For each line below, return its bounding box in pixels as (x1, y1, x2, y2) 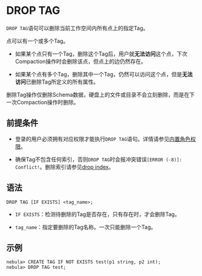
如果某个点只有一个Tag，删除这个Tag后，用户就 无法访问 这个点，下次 (15, 50, 187, 57)
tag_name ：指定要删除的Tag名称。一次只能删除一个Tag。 (15, 223, 156, 231)
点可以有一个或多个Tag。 (6, 37, 69, 44)
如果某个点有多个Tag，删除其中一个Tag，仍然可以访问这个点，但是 (15, 70, 183, 77)
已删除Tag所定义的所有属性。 (25, 78, 99, 85)
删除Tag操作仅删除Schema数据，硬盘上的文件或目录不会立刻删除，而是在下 (6, 91, 195, 98)
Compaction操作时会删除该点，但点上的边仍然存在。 (15, 57, 146, 65)
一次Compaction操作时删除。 (6, 98, 80, 106)
